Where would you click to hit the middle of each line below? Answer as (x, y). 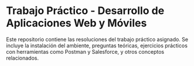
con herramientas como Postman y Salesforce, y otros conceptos (85, 51)
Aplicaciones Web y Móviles (76, 23)
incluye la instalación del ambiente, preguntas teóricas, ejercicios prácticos (97, 46)
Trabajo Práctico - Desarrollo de (85, 11)
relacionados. (23, 58)
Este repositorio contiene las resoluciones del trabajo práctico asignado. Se (97, 39)
